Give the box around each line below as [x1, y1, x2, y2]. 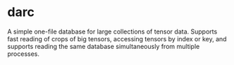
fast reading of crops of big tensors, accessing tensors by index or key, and [7, 34, 227, 43]
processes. [7, 50, 40, 58]
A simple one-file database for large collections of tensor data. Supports [7, 27, 218, 36]
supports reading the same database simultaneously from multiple [7, 42, 200, 50]
